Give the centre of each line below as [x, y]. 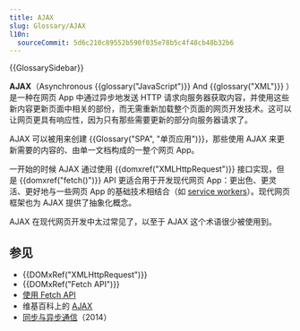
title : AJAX [31, 17]
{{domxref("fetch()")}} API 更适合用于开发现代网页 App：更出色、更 [144, 181]
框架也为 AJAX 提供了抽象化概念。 [73, 203]
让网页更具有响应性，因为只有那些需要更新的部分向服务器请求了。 [131, 120]
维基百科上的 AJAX [57, 306]
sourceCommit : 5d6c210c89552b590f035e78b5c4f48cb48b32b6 [126, 42]
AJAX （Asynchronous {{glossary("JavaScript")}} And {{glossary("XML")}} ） [150, 87]
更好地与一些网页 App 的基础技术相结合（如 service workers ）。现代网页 [158, 191]
